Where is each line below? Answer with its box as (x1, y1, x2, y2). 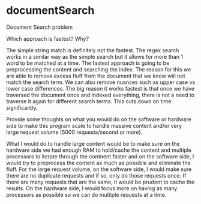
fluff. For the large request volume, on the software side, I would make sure (6, 166, 192, 173)
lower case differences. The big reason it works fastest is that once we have (6, 85, 195, 92)
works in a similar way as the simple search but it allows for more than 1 (6, 53, 184, 60)
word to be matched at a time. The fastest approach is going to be (6, 59, 170, 67)
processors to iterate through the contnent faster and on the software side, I (6, 152, 194, 160)
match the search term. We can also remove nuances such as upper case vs (6, 79, 196, 86)
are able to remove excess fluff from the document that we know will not (6, 72, 185, 79)
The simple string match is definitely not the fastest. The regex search (6, 46, 179, 54)
